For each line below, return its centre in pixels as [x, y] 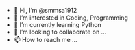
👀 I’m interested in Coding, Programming [71, 18]
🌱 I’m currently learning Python [57, 25]
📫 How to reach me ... [45, 40]
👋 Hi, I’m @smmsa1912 [45, 10]
